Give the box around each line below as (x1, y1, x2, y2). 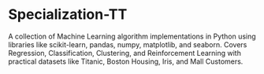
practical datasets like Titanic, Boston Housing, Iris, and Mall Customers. (8, 57, 244, 66)
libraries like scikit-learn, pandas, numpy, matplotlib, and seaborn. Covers (8, 39, 247, 49)
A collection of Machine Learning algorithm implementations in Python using (8, 31, 256, 41)
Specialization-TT (8, 6, 128, 24)
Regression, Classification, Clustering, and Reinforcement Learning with (8, 48, 242, 57)
